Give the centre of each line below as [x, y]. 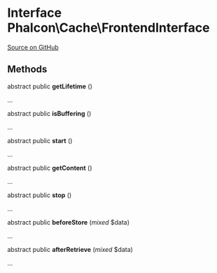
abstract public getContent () [50, 168]
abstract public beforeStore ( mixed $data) [69, 222]
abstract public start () [40, 140]
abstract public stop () [40, 195]
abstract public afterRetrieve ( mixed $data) [70, 249]
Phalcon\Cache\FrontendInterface [108, 28]
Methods [27, 69]
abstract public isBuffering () [49, 113]
